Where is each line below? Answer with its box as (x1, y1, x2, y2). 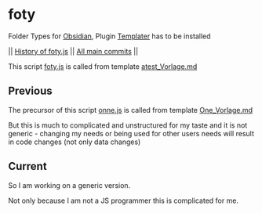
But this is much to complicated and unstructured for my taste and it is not (8, 120, 248, 130)
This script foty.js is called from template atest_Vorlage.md (8, 61, 198, 71)
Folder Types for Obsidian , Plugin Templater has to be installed (8, 31, 211, 41)
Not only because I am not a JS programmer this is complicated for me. (8, 196, 239, 205)
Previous (8, 85, 53, 98)
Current (8, 160, 47, 173)
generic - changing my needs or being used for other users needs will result (8, 128, 255, 138)
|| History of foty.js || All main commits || (8, 46, 139, 56)
